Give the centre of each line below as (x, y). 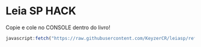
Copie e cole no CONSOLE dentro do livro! (58, 27)
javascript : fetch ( (28, 38)
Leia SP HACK (41, 11)
